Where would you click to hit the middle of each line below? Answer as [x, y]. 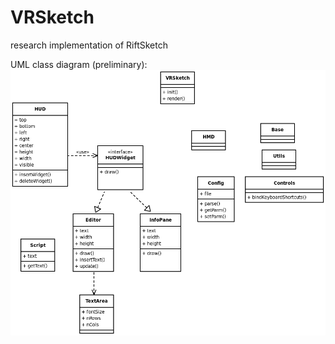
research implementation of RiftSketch [89, 45]
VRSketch [52, 17]
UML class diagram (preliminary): [79, 64]
